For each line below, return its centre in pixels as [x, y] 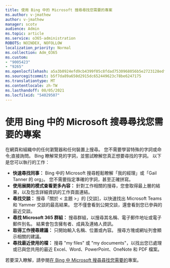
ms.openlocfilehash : [27, 72]
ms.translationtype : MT [30, 81]
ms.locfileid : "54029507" [32, 95]
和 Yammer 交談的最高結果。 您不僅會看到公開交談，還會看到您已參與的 [87, 205]
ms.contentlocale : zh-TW [31, 85]
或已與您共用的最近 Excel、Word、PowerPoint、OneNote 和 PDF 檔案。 [87, 249]
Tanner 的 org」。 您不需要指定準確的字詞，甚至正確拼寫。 [73, 180]
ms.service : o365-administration [40, 39]
